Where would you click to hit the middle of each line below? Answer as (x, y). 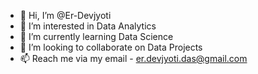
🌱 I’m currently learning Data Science (96, 36)
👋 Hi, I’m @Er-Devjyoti (65, 15)
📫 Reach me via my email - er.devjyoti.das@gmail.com (133, 58)
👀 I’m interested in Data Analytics (88, 26)
